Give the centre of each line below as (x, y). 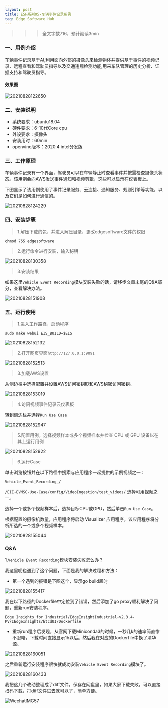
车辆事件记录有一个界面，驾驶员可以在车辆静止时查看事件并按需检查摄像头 (82, 173)
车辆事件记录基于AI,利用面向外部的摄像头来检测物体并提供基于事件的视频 (80, 60)
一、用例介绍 (21, 48)
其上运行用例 (30, 441)
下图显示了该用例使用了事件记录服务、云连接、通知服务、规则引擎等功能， (82, 190)
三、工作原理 (21, 161)
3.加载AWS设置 (33, 373)
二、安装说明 (21, 110)
